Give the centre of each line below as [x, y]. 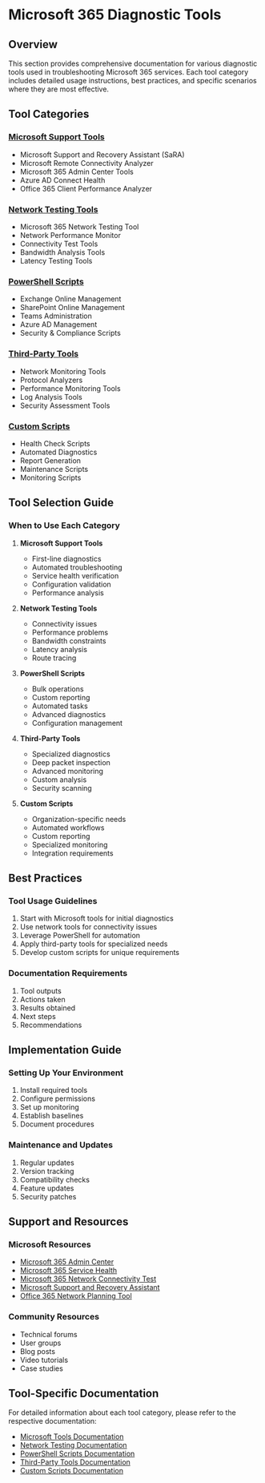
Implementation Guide [65, 1050]
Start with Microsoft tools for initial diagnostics [96, 918]
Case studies [42, 1368]
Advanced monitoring [68, 771]
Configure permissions [58, 1098]
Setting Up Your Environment [66, 1073]
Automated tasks [60, 706]
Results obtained [48, 1008]
